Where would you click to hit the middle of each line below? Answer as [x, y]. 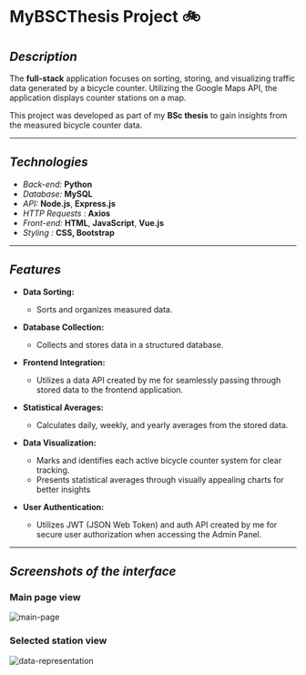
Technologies [49, 163]
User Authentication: [63, 506]
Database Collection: [63, 327]
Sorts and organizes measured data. [104, 309]
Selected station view [58, 640]
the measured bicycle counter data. [76, 125]
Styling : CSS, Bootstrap [69, 232]
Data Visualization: [60, 443]
